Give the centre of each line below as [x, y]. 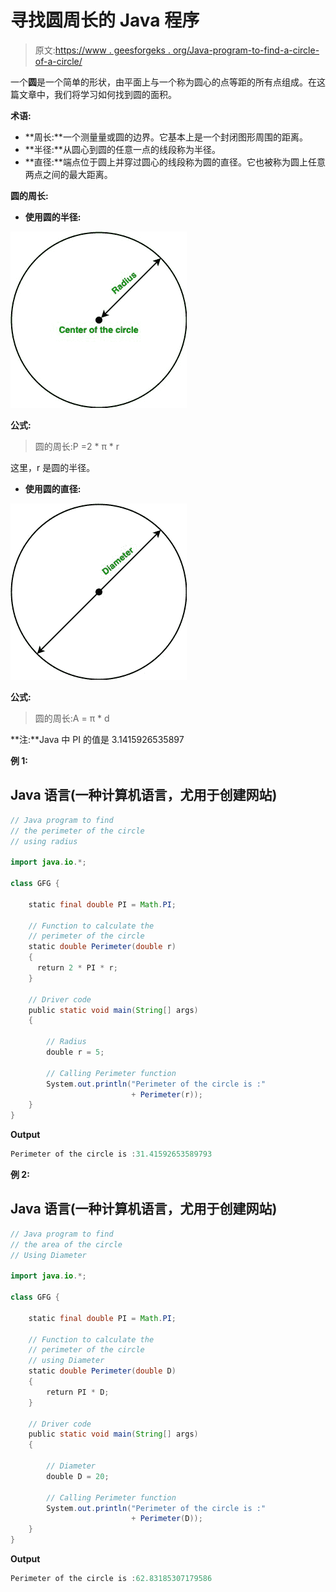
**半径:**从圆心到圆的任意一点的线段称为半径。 [122, 149]
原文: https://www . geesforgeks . [102, 50]
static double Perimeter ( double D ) [102, 1371]
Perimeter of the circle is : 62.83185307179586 [111, 1579]
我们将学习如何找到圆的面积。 [115, 94]
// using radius [44, 841]
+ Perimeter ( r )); [167, 1094]
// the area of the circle [66, 1244]
